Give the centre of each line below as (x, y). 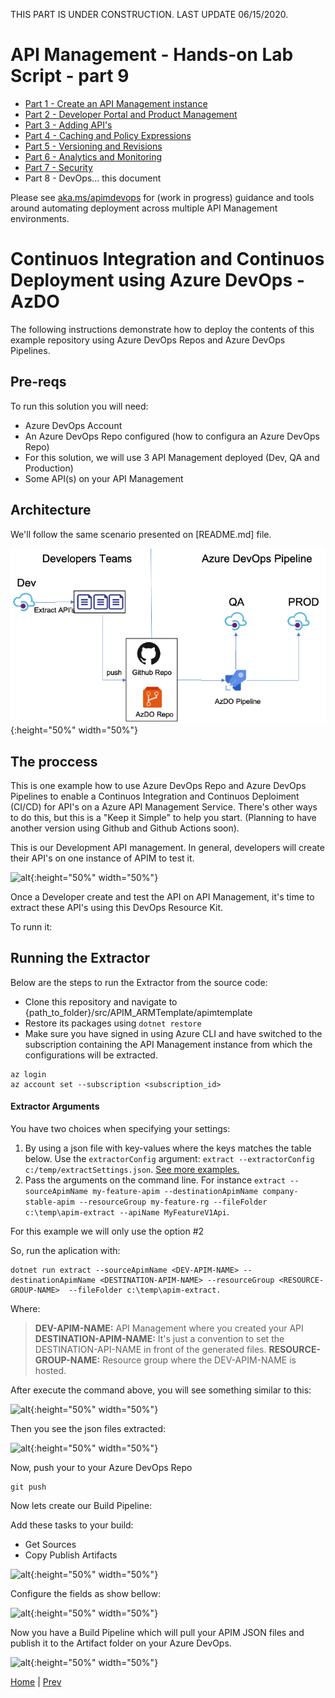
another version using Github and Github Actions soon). (125, 828)
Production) (49, 468)
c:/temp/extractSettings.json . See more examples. (132, 1169)
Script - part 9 (70, 76)
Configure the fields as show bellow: (85, 1593)
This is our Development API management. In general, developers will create (167, 847)
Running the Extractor (80, 958)
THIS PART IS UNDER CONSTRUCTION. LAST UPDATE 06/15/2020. (149, 14)
